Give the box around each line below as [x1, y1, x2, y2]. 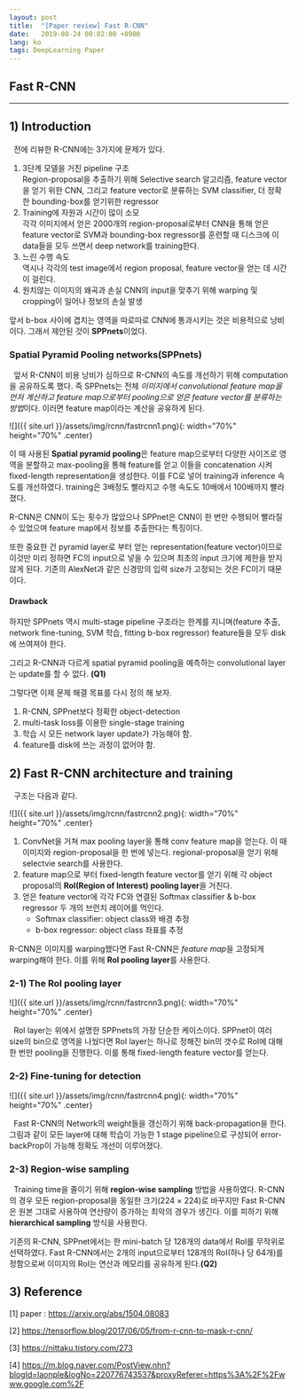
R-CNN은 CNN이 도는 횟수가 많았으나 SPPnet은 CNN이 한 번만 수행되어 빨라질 [9, 512, 283, 522]
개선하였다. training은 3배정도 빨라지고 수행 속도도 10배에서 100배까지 [25, 482, 269, 492]
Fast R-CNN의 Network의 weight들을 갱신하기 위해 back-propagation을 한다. [12, 1118, 286, 1128]
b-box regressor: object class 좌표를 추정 [35, 924, 184, 936]
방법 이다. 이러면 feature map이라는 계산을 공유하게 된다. [9, 403, 206, 413]
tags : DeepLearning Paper [9, 46, 105, 55]
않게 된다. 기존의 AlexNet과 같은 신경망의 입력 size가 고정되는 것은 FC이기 [9, 564, 266, 575]
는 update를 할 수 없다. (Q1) [9, 669, 106, 679]
